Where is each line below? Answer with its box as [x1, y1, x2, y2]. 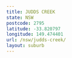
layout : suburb [6, 43, 45, 49]
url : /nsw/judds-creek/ [6, 37, 67, 43]
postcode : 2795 [6, 20, 45, 26]
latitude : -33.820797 [6, 25, 61, 32]
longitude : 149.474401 [6, 31, 64, 37]
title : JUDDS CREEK [6, 8, 56, 15]
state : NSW [6, 14, 34, 21]
